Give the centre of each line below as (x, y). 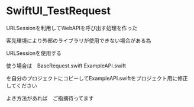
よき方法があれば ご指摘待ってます (50, 98)
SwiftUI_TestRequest (59, 11)
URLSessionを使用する (34, 53)
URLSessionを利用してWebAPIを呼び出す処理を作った (72, 28)
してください (22, 85)
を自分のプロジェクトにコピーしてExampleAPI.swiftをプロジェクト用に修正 (97, 78)
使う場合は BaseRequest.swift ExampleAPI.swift (66, 66)
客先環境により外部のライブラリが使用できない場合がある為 (79, 40)
